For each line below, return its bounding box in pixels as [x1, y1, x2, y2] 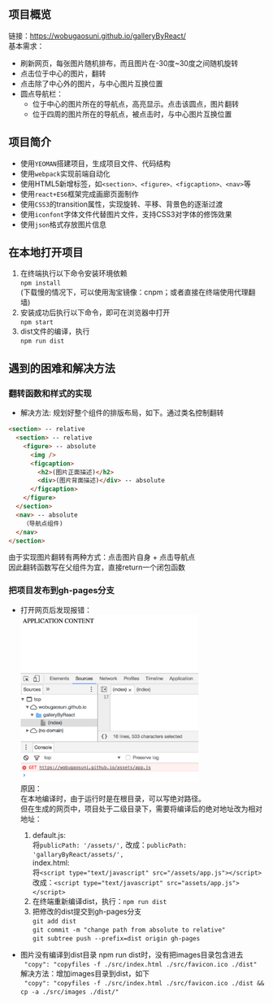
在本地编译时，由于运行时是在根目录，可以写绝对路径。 [19, 793, 206, 803]
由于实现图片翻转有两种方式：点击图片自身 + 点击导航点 [8, 552, 196, 562]
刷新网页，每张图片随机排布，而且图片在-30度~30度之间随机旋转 [19, 58, 239, 68]
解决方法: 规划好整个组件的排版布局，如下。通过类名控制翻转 [19, 408, 224, 417]
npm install [19, 279, 61, 287]
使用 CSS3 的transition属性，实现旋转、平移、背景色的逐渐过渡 [19, 199, 223, 209]
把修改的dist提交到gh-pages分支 [32, 906, 142, 916]
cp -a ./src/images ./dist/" [19, 988, 119, 996]
